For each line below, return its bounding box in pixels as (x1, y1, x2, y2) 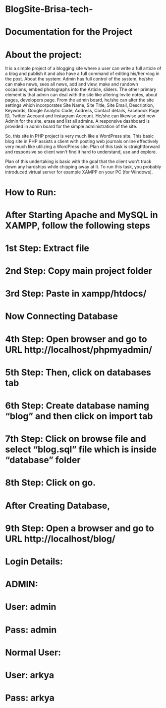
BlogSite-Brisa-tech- (5, 3, 93, 15)
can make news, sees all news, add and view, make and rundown (5, 81, 139, 87)
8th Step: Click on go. (5, 477, 96, 488)
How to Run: (5, 186, 56, 198)
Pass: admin (5, 624, 57, 635)
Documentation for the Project (5, 26, 133, 38)
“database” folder (5, 455, 81, 466)
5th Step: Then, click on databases (5, 367, 151, 378)
